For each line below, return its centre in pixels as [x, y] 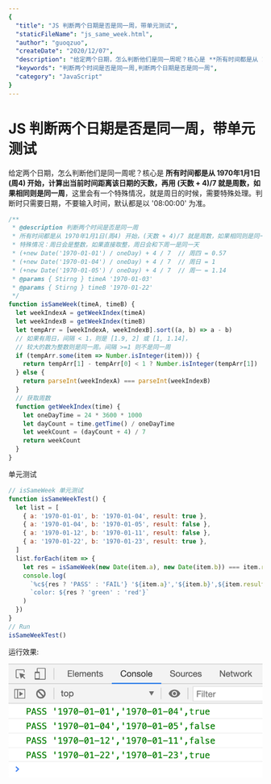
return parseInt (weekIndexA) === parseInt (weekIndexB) [117, 381]
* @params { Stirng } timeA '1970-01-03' [82, 279]
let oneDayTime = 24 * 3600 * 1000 [83, 415]
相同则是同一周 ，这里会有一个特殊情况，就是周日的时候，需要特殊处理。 [135, 193]
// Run [19, 627]
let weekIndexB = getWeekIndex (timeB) [81, 322]
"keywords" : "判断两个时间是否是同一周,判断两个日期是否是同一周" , [117, 69]
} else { [30, 373]
